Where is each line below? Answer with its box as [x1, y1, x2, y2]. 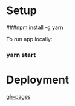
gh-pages [6, 93, 31, 100]
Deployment [6, 73, 70, 87]
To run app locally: [6, 35, 53, 42]
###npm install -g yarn [6, 24, 64, 31]
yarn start [6, 50, 36, 59]
